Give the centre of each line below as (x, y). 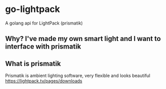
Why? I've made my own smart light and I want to (83, 39)
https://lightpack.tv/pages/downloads (44, 81)
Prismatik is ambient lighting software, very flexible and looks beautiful (78, 75)
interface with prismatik (43, 47)
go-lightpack (33, 9)
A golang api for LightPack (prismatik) (44, 23)
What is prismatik (33, 63)
